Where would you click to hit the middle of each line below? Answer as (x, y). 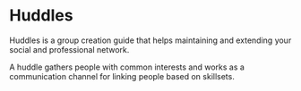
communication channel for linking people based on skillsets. (122, 76)
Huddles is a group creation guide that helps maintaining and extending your (150, 40)
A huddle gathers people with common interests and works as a (127, 67)
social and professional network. (69, 49)
